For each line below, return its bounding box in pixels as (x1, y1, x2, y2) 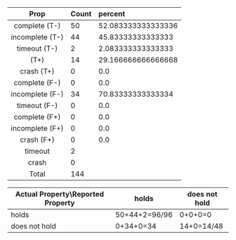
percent (98, 9, 126, 18)
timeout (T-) (16, 44, 58, 53)
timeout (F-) (16, 101, 58, 110)
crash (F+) (20, 135, 55, 145)
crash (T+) (20, 67, 55, 76)
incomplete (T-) (11, 32, 64, 41)
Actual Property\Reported (15, 189, 104, 199)
